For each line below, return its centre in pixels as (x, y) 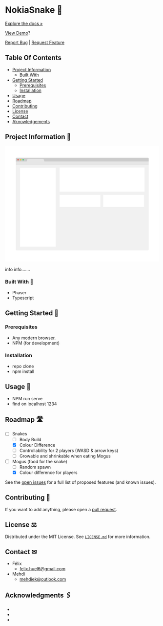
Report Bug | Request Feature (35, 42)
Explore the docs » (24, 23)
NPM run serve (27, 398)
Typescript (23, 298)
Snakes (20, 434)
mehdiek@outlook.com (43, 579)
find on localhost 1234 (34, 404)
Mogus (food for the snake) (40, 461)
